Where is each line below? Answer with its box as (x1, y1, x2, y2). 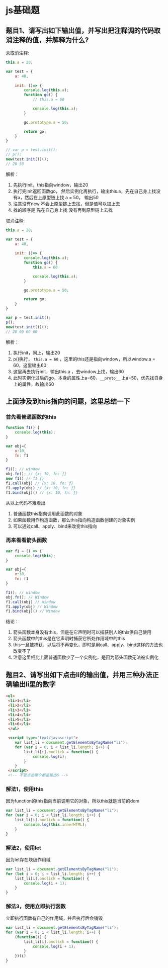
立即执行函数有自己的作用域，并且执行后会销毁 (6, 915, 103, 921)
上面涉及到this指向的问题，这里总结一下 (6, 397, 130, 405)
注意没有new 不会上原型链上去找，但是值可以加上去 (13, 201, 120, 207)
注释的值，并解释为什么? (12, 36, 89, 44)
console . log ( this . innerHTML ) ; (24, 822, 87, 827)
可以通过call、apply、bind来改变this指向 (13, 523, 97, 529)
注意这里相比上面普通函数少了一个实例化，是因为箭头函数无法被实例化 (13, 654, 159, 660)
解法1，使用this (6, 785, 43, 793)
